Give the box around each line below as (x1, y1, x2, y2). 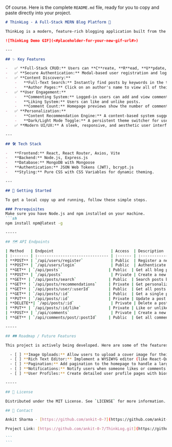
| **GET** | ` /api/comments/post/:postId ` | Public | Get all (5, 315, 153, 320)
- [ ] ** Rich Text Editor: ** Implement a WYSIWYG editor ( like (10, 356, 147, 362)
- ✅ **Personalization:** (5, 108, 67, 114)
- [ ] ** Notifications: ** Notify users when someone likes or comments (10, 366, 166, 371)
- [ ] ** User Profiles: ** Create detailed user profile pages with (10, 371, 157, 376)
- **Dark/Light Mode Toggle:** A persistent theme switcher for (14, 118, 159, 123)
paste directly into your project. (5, 10, 72, 16)
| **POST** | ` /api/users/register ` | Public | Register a (5, 258, 161, 263)
